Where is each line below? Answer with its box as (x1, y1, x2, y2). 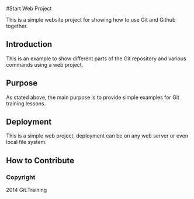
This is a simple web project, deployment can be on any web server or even (6, 132, 189, 139)
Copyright (6, 173, 36, 181)
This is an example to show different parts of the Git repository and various (6, 55, 186, 62)
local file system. (6, 139, 47, 146)
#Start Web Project (6, 5, 52, 12)
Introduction (6, 39, 53, 49)
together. (6, 23, 28, 29)
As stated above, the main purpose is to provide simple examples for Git (6, 94, 179, 101)
